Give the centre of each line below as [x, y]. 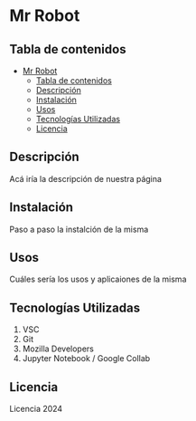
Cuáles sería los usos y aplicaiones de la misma [98, 279]
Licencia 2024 [36, 409]
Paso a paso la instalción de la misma [79, 229]
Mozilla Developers [58, 349]
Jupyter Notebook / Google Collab [86, 359]
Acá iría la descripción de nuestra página [86, 178]
